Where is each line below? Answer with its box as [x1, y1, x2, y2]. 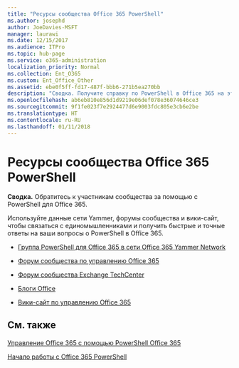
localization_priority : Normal [7, 63, 100, 71]
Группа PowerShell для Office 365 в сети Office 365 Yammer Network [17, 243, 226, 252]
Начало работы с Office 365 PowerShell [7, 352, 127, 361]
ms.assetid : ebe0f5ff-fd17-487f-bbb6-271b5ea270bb [7, 83, 161, 91]
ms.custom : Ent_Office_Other [7, 76, 94, 84]
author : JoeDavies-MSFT [7, 24, 78, 31]
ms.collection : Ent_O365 [7, 70, 81, 77]
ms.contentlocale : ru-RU [7, 116, 81, 123]
